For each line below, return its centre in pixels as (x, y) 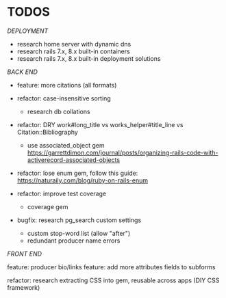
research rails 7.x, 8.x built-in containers (73, 51)
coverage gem (48, 206)
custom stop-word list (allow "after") (79, 233)
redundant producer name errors (74, 241)
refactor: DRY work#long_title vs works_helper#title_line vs (100, 124)
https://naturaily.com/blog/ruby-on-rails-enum (83, 180)
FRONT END (25, 254)
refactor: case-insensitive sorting (64, 98)
